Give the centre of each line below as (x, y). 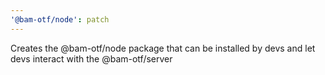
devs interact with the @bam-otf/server (91, 58)
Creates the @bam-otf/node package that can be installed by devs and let (163, 48)
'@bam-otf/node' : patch (60, 19)
